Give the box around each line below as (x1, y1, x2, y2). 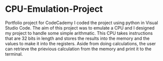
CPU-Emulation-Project (5, 3, 103, 15)
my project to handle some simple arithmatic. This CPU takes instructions (5, 30, 153, 36)
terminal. (5, 51, 23, 57)
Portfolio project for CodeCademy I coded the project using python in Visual (5, 20, 158, 26)
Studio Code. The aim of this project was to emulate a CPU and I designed (5, 25, 155, 30)
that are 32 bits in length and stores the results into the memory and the (5, 35, 150, 41)
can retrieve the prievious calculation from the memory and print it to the (5, 46, 152, 52)
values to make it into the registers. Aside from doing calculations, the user (5, 40, 156, 46)
